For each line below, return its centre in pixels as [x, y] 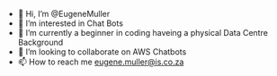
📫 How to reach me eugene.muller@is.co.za [101, 62]
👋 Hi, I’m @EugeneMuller [64, 14]
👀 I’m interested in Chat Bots [71, 23]
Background [40, 42]
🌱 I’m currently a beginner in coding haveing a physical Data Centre [143, 33]
